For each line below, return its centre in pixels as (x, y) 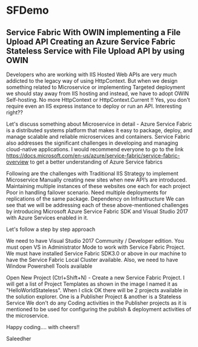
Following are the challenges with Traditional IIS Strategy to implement (92, 174)
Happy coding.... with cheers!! (43, 327)
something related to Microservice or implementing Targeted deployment (96, 87)
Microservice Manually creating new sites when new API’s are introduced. (97, 180)
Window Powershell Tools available (49, 266)
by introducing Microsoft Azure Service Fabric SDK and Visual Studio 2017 (97, 211)
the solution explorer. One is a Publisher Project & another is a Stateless (94, 296)
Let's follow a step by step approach (51, 229)
